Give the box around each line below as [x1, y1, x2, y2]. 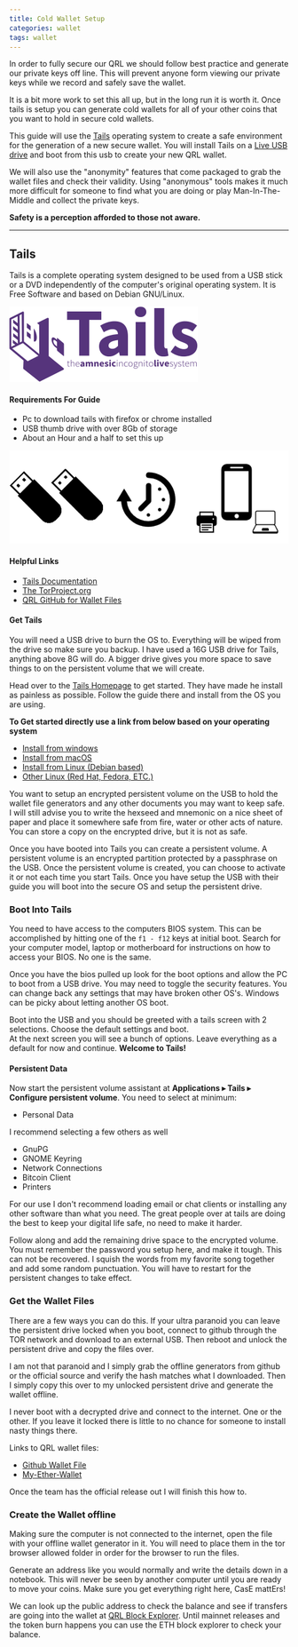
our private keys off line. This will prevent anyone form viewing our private [9, 68, 281, 79]
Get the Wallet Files [9, 1295, 95, 1308]
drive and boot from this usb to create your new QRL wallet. [9, 149, 228, 160]
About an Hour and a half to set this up [21, 433, 164, 443]
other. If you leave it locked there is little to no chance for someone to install [9, 1415, 286, 1426]
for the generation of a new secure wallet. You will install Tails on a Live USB [9, 140, 288, 151]
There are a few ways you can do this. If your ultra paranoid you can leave [9, 1315, 281, 1325]
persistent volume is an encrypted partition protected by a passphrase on [9, 853, 278, 863]
